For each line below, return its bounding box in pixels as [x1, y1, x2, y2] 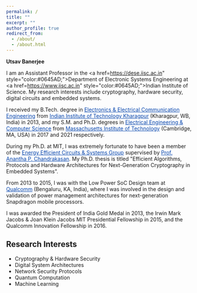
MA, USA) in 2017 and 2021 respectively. [6, 131, 105, 138]
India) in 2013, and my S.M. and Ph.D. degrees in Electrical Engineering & [6, 118, 183, 125]
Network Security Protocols [14, 268, 83, 275]
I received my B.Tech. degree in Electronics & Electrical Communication [6, 106, 180, 113]
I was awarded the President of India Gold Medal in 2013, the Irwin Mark [6, 210, 181, 217]
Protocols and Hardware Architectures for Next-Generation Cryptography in [6, 161, 191, 169]
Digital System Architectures [14, 261, 84, 268]
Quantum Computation [14, 273, 70, 281]
